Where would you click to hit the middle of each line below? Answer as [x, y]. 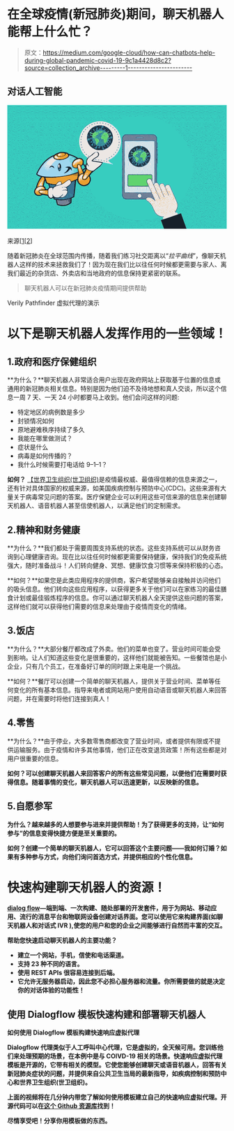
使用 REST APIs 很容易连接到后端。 [68, 973]
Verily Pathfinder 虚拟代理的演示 [53, 303]
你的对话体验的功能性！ [51, 990]
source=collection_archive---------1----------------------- [108, 68]
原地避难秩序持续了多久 [51, 430]
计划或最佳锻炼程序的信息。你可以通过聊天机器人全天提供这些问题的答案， [120, 598]
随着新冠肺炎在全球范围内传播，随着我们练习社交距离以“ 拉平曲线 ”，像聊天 [114, 256]
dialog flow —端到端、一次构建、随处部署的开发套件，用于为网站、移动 [109, 908]
